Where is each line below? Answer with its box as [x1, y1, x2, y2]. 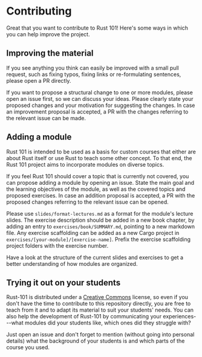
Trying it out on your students [6, 277, 121, 288]
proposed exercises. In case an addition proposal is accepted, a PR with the [6, 191, 195, 199]
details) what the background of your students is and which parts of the [6, 337, 185, 345]
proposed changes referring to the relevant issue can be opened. [6, 198, 169, 205]
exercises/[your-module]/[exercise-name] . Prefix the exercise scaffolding [6, 236, 191, 243]
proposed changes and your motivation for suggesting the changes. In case [6, 101, 195, 109]
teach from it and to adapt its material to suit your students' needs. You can [6, 306, 194, 314]
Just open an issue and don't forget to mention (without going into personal [6, 331, 195, 338]
